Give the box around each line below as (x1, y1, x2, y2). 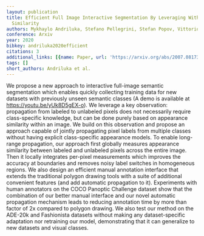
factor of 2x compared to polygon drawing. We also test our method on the (6, 205, 194, 212)
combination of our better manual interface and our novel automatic (6, 192, 176, 200)
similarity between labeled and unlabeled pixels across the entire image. (6, 147, 187, 154)
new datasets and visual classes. (6, 224, 89, 232)
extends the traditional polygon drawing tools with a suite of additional (6, 173, 182, 180)
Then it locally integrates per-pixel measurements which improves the (6, 153, 181, 161)
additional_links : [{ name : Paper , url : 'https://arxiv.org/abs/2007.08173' (6, 54, 202, 60)
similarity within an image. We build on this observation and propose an (6, 121, 185, 128)
